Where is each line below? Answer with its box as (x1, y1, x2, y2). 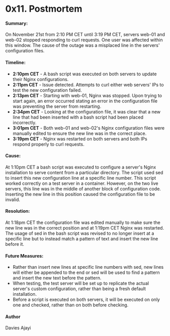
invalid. (5, 197, 20, 203)
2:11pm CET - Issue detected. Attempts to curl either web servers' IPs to (12, 81, 164, 88)
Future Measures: (5, 253, 44, 259)
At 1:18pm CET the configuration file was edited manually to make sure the (5, 219, 161, 226)
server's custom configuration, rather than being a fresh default (12, 286, 146, 292)
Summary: (5, 20, 28, 26)
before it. (5, 241, 24, 247)
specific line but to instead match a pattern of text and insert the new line (5, 236, 158, 242)
